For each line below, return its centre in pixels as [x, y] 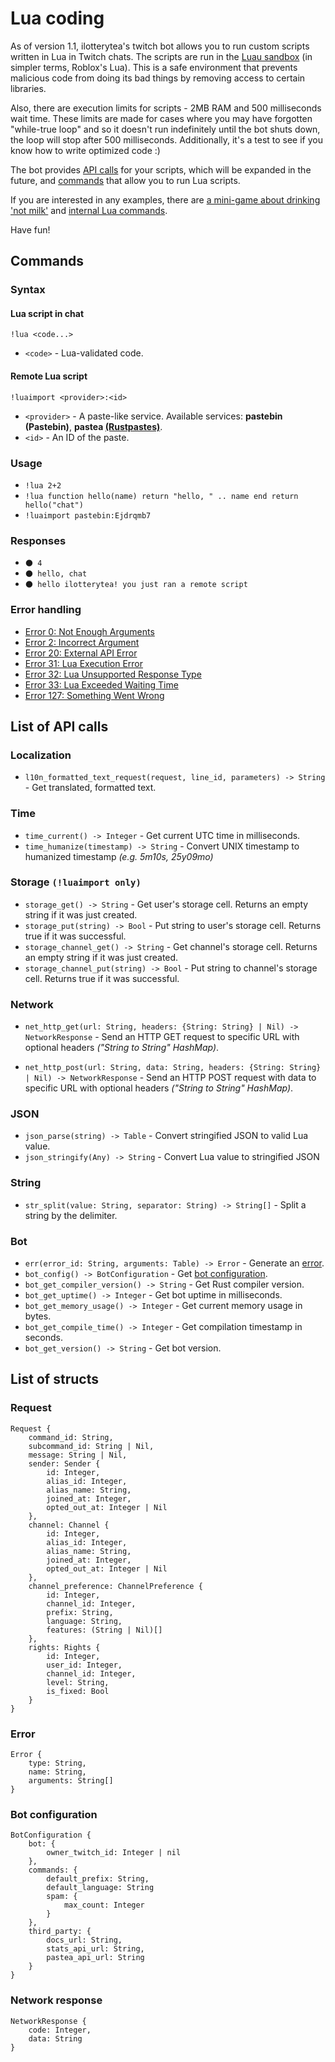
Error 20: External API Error [81, 653]
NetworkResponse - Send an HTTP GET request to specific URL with [162, 1037]
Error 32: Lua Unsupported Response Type [113, 674]
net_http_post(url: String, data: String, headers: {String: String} [173, 1068]
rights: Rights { [64, 1647]
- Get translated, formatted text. [90, 788]
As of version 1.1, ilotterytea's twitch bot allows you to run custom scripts [160, 46]
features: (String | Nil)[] [104, 1630]
